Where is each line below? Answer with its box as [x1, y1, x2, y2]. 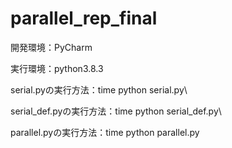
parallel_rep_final [10, 7, 158, 30]
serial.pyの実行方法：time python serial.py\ [10, 83, 188, 96]
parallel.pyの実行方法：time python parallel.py [10, 126, 200, 138]
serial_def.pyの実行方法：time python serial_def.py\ [10, 105, 222, 117]
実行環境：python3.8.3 [10, 62, 104, 74]
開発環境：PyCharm [10, 41, 93, 53]
